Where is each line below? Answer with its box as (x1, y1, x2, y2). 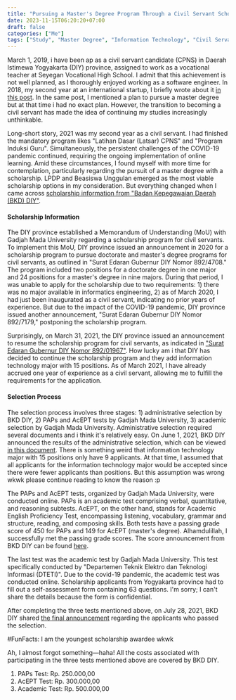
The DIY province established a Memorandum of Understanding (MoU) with (7, 228, 227, 236)
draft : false (7, 23, 46, 30)
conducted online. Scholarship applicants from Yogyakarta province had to (7, 578, 224, 586)
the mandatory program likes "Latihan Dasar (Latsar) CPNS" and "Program (7, 136, 223, 145)
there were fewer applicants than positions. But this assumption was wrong (7, 468, 225, 476)
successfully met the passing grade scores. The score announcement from (7, 534, 225, 542)
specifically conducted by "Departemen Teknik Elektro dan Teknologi (7, 562, 208, 571)
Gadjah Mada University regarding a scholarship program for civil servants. (7, 236, 225, 244)
